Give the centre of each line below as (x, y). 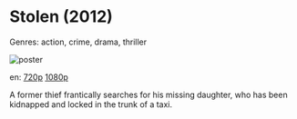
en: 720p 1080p (39, 77)
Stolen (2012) (61, 17)
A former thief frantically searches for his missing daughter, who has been (149, 94)
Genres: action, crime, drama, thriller (78, 42)
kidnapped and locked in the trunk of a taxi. (91, 104)
